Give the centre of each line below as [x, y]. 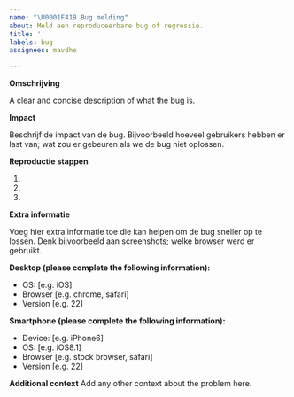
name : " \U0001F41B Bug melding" [69, 17]
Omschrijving [35, 83]
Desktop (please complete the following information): [110, 268]
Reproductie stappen [49, 161]
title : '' [27, 34]
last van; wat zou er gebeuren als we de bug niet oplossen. [117, 144]
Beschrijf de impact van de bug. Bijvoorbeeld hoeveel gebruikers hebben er [147, 135]
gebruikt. [26, 251]
